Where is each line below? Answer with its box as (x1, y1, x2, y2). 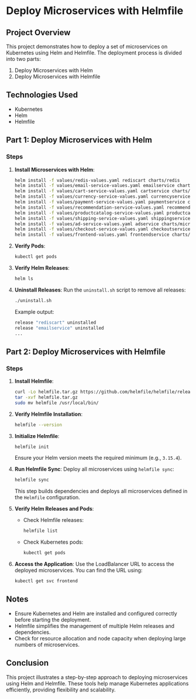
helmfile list (23, 528, 58, 534)
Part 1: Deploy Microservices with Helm (6, 135, 152, 145)
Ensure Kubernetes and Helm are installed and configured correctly (14, 610, 177, 617)
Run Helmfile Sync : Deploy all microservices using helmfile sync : (14, 466, 174, 473)
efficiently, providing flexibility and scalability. (6, 686, 116, 693)
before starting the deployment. (14, 616, 91, 623)
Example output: (14, 308, 54, 315)
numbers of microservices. (14, 641, 80, 648)
